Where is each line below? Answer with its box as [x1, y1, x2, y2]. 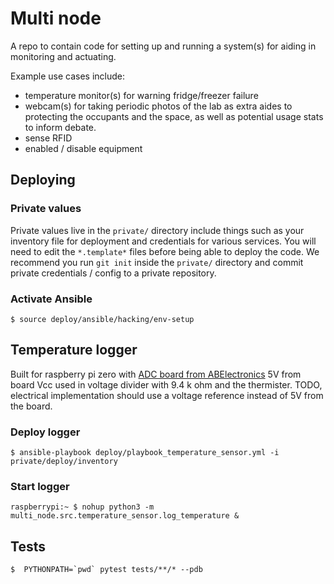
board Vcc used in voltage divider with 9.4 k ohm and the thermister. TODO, [10, 378, 323, 391]
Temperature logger [10, 342, 138, 359]
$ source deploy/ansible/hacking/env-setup [10, 314, 195, 324]
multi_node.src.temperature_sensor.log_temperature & [10, 511, 240, 521]
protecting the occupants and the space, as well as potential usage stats [24, 110, 324, 122]
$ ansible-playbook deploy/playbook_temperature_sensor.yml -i [10, 448, 280, 458]
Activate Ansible [10, 292, 93, 306]
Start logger [10, 479, 70, 493]
